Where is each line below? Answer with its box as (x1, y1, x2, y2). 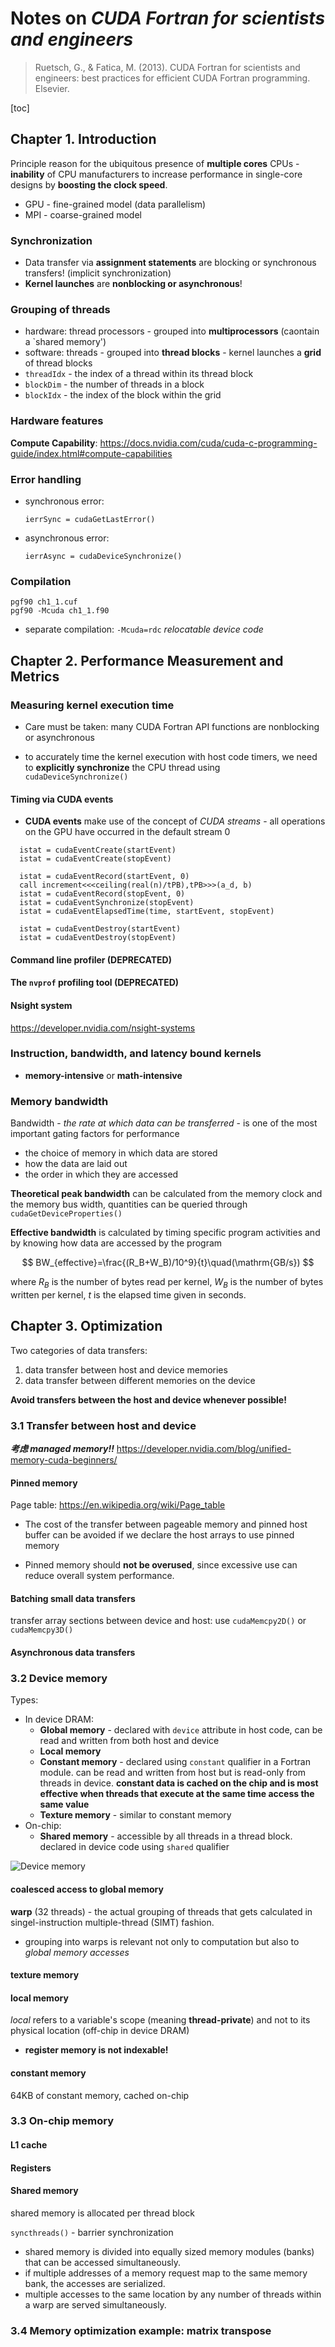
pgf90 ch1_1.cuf (10, 597, 78, 607)
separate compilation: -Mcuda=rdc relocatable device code (24, 623, 264, 636)
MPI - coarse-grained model (24, 208, 142, 221)
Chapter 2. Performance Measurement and (10, 652, 284, 669)
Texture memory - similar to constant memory (39, 1809, 232, 1821)
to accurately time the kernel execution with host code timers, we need (24, 750, 318, 762)
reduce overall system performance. (24, 1570, 175, 1582)
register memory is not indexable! (24, 2044, 169, 2056)
